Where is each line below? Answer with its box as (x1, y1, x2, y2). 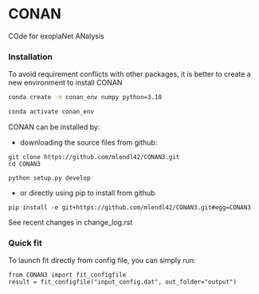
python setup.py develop (8, 173, 91, 182)
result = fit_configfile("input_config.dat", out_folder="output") (8, 278, 237, 286)
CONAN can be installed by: (8, 121, 100, 132)
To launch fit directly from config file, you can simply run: (8, 256, 197, 265)
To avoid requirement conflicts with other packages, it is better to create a (8, 70, 251, 79)
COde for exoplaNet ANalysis (8, 31, 105, 41)
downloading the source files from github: (19, 137, 158, 147)
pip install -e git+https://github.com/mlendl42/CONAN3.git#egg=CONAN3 (8, 203, 251, 212)
